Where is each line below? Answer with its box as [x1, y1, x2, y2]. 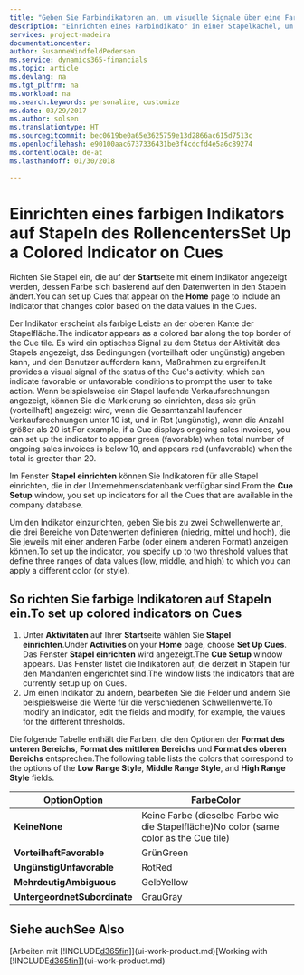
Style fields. [9, 772, 55, 784]
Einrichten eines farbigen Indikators [9, 203, 285, 224]
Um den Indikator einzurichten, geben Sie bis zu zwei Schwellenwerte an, [9, 517, 284, 528]
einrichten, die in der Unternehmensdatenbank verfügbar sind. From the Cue [9, 480, 294, 491]
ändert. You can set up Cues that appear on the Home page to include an [9, 291, 280, 302]
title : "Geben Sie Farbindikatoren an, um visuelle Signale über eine [9, 13, 281, 23]
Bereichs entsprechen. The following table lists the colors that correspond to [9, 753, 294, 764]
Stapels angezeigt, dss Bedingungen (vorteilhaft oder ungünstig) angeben [9, 347, 286, 358]
